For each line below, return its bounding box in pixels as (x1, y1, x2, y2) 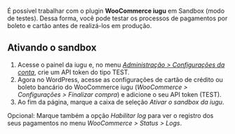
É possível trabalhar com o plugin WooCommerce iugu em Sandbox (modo (7, 7, 225, 15)
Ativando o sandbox (7, 42, 97, 54)
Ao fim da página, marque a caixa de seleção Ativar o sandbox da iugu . (17, 98, 224, 106)
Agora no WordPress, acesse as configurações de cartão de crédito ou (17, 75, 223, 83)
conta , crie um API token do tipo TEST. (17, 67, 130, 76)
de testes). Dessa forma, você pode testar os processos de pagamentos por (7, 14, 228, 22)
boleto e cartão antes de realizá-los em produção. (7, 22, 152, 29)
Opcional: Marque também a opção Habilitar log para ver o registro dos (7, 111, 214, 119)
